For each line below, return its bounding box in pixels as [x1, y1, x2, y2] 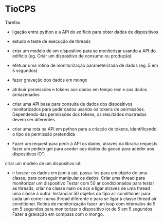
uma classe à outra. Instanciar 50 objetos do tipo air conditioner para [12, 190, 151, 196]
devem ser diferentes [12, 116, 55, 122]
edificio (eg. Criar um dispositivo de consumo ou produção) [12, 53, 132, 59]
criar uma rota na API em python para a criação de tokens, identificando [12, 126, 157, 132]
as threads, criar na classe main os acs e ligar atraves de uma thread [12, 185, 150, 191]
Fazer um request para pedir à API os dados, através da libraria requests [12, 140, 158, 147]
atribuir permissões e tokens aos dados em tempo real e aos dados [12, 86, 147, 92]
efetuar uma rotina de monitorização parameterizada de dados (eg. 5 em [12, 62, 158, 68]
